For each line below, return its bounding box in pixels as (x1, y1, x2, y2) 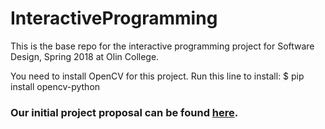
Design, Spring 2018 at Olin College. (10, 50, 160, 62)
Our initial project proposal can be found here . (10, 105, 239, 119)
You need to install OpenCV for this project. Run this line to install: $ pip (10, 70, 305, 82)
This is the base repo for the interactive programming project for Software (10, 40, 315, 52)
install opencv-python (10, 80, 101, 92)
